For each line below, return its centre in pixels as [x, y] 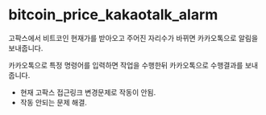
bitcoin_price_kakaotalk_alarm [113, 15]
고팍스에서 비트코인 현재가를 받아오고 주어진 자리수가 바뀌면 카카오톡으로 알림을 [133, 38]
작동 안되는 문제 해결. [53, 102]
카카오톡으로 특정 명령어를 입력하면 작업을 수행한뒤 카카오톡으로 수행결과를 [126, 65]
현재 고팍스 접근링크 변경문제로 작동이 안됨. [88, 92]
